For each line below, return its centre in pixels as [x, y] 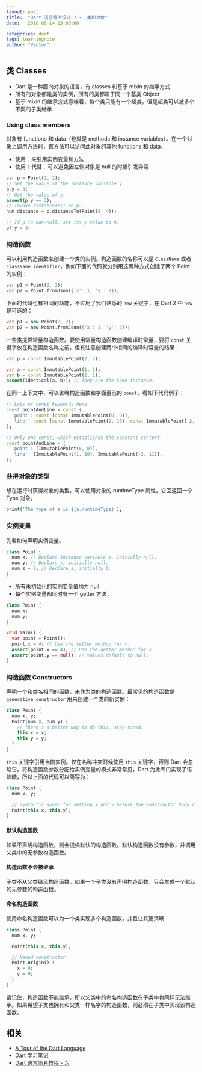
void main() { [24, 633]
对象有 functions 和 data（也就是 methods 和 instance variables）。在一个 [97, 139]
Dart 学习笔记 [32, 1055]
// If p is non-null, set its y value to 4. [63, 222]
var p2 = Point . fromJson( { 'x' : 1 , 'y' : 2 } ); [63, 291]
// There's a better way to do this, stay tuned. [81, 727]
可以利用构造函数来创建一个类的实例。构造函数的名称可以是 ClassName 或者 [99, 259]
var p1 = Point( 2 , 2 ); [35, 285]
